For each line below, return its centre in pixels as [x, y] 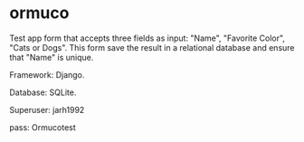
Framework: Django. [47, 74]
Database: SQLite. [43, 92]
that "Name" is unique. [52, 57]
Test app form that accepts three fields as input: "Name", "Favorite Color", [147, 38]
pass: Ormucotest [43, 127]
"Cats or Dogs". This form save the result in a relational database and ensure [152, 47]
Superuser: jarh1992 [47, 109]
